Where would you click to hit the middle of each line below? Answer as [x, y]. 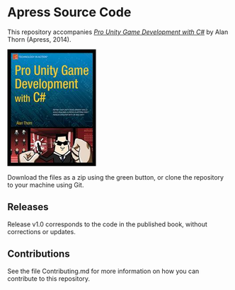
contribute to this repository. [49, 278]
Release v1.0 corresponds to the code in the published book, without [107, 224]
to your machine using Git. [46, 185]
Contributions [39, 254]
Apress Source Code [69, 12]
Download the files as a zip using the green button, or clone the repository [116, 177]
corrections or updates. [41, 231]
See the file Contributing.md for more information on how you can [103, 271]
